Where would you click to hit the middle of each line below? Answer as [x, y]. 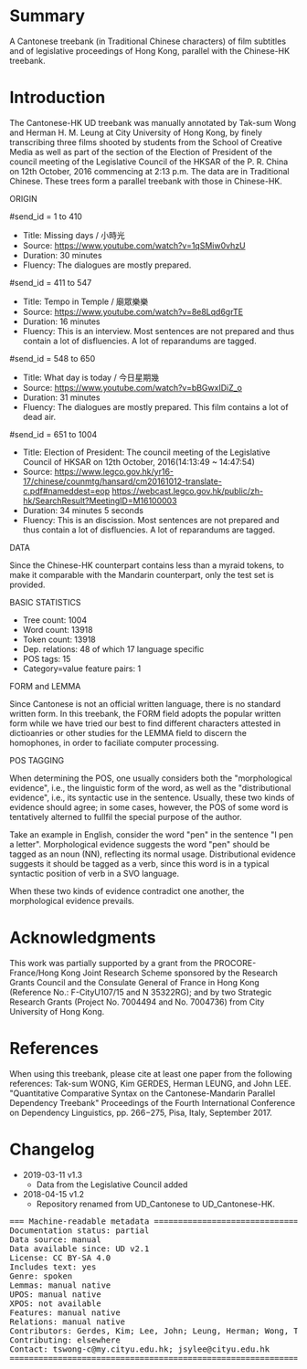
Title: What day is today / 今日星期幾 [91, 377]
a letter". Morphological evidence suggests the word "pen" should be [140, 844]
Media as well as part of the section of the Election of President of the [141, 152]
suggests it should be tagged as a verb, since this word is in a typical [139, 863]
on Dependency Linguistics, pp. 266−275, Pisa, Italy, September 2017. [141, 1112]
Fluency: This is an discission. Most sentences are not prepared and [151, 520]
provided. [27, 584]
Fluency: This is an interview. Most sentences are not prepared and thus [159, 331]
